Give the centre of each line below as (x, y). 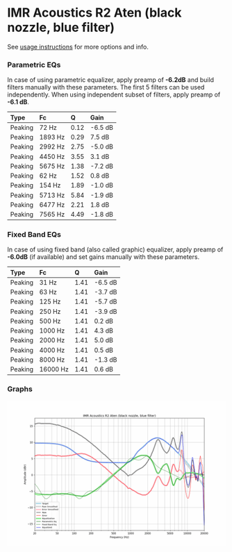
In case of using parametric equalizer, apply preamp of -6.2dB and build (110, 80)
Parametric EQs (34, 65)
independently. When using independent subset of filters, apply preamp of (114, 94)
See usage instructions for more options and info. (78, 47)
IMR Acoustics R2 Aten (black (94, 13)
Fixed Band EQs (34, 234)
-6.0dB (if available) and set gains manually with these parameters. (103, 257)
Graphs (20, 389)
